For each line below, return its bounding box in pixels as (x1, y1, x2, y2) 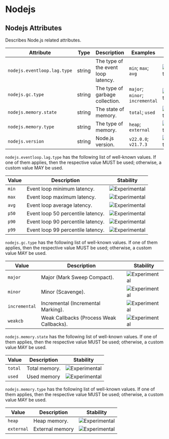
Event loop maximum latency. (27, 194, 97, 200)
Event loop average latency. (27, 202, 92, 208)
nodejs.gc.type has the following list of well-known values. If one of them (5, 239, 158, 245)
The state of (95, 106, 124, 112)
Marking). (41, 306, 64, 313)
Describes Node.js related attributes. (5, 37, 81, 43)
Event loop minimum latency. (27, 186, 95, 192)
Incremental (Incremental (41, 300, 101, 306)
